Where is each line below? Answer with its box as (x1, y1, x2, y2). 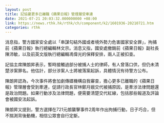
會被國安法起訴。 (5, 96, 40, 102)
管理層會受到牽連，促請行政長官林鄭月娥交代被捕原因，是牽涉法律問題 (13, 84, 155, 90)
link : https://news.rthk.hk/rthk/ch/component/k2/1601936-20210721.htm (5, 20, 154, 26)
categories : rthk (5, 25, 41, 30)
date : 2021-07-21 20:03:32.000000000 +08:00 (5, 16, 97, 21)
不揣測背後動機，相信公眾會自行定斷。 (5, 113, 82, 119)
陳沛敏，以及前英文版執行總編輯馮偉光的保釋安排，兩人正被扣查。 (5, 52, 138, 57)
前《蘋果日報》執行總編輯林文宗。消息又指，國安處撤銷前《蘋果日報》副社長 (5, 45, 159, 51)
